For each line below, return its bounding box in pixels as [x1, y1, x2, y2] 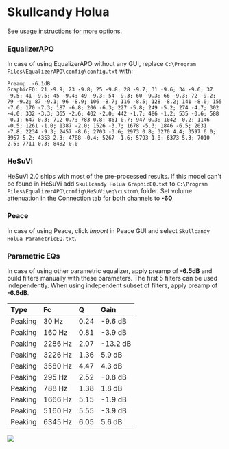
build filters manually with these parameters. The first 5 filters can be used [7, 274, 218, 283]
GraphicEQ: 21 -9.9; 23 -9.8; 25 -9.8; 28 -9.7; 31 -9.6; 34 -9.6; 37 [7, 87, 213, 94]
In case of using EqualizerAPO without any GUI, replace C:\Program [7, 60, 197, 68]
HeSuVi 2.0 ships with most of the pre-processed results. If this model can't [7, 172, 221, 180]
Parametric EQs [7, 251, 60, 261]
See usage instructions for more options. [7, 27, 122, 35]
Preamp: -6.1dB [7, 80, 51, 87]
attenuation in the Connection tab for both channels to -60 [7, 194, 173, 202]
